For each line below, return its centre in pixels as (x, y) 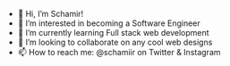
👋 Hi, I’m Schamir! (51, 14)
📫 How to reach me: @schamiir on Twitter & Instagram (119, 52)
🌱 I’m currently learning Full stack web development (113, 33)
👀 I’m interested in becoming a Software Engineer (109, 23)
